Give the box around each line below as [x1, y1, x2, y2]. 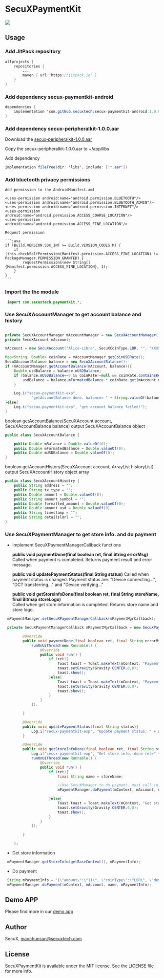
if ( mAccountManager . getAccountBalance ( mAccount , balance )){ [5, 364, 132, 369]
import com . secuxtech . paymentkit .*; [7, 300, 82, 304]
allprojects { [5, 59, 34, 64]
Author [5, 923, 27, 931]
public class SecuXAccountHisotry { [5, 478, 80, 483]
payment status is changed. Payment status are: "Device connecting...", [12, 577, 156, 583]
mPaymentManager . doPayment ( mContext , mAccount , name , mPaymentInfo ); [7, 882, 152, 887]
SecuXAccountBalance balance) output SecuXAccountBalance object [5, 423, 145, 429]
